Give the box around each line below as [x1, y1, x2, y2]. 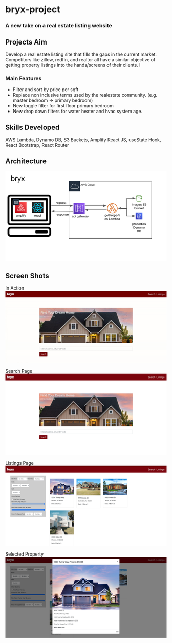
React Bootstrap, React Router [5, 142, 69, 148]
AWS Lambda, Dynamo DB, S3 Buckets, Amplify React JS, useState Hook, [5, 137, 161, 143]
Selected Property [5, 551, 44, 557]
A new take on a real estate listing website [5, 22, 113, 29]
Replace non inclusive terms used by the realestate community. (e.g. [12, 92, 158, 98]
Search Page [5, 368, 32, 374]
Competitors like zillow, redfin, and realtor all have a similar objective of [5, 56, 156, 62]
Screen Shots [5, 271, 50, 280]
